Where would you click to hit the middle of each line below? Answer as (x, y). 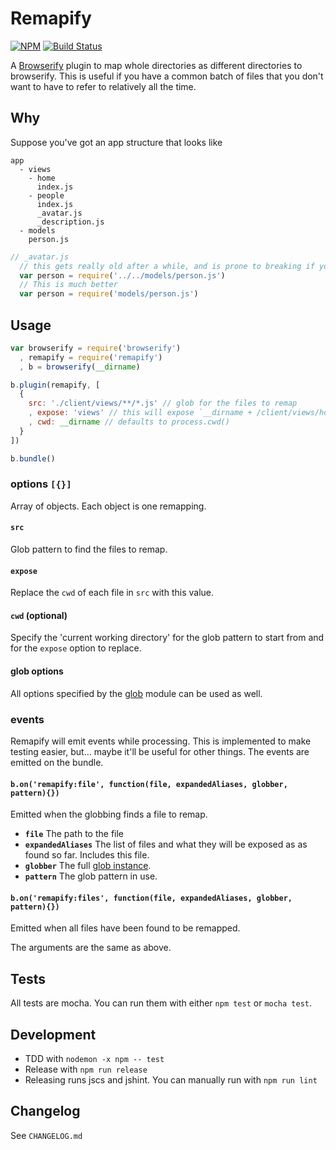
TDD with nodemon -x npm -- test (94, 1058)
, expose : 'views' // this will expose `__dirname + (140, 413)
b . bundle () (33, 458)
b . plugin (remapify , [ (55, 385)
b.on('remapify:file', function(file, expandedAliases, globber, (149, 784)
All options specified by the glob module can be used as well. (136, 693)
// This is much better (68, 285)
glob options (37, 671)
